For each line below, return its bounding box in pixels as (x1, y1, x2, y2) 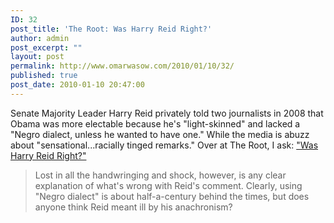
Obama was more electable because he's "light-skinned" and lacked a (10, 117, 301, 130)
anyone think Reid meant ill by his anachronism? (34, 201, 233, 213)
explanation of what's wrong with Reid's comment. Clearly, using (34, 179, 303, 191)
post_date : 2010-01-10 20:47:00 (10, 80, 145, 90)
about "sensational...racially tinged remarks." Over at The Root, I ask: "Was (10, 139, 319, 151)
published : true (10, 71, 78, 81)
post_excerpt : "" (10, 42, 83, 53)
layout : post (10, 52, 65, 62)
